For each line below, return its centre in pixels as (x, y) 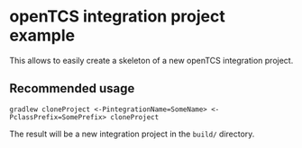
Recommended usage (72, 88)
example (42, 35)
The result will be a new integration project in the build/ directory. (132, 134)
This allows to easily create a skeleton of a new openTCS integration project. (151, 60)
